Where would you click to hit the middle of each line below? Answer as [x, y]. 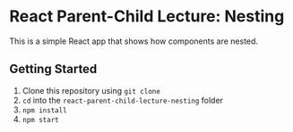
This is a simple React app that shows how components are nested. [134, 41]
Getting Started [53, 69]
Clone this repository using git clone [91, 90]
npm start [41, 120]
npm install [44, 110]
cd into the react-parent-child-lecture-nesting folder [123, 100]
